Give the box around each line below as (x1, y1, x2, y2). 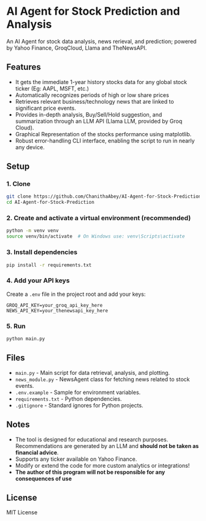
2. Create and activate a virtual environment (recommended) (6, 214, 191, 222)
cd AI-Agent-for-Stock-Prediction (6, 199, 95, 206)
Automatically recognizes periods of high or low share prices (15, 91, 170, 99)
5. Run (6, 322, 26, 330)
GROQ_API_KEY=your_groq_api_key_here (6, 302, 103, 308)
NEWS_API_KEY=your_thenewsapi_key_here (6, 307, 109, 314)
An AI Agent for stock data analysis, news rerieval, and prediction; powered (6, 37, 197, 45)
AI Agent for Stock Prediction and (6, 4, 180, 18)
